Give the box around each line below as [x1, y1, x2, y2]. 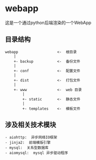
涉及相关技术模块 [5, 120, 56, 129]
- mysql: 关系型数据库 [5, 145, 48, 150]
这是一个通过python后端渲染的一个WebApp [5, 20, 92, 25]
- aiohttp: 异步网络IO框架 [5, 135, 57, 140]
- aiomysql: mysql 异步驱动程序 [5, 150, 68, 155]
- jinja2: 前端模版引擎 [5, 140, 51, 145]
